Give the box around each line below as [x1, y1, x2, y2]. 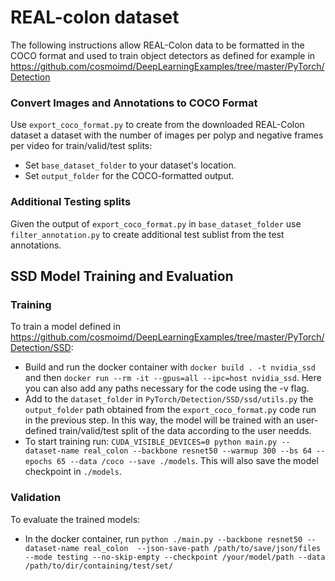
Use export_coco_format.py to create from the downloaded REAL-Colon [10, 119, 305, 131]
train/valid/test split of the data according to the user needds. [59, 425, 312, 437]
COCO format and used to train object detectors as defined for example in [10, 49, 316, 61]
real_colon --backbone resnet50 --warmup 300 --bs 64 [83, 446, 312, 456]
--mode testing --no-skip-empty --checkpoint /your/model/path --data [24, 552, 326, 562]
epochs [24, 457, 53, 467]
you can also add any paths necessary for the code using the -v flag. [24, 382, 310, 395]
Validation [10, 491, 62, 505]
